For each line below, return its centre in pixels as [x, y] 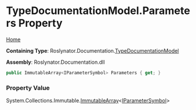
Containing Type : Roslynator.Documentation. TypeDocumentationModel [93, 50]
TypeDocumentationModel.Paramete [98, 11]
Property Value [28, 88]
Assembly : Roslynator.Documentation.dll [56, 62]
